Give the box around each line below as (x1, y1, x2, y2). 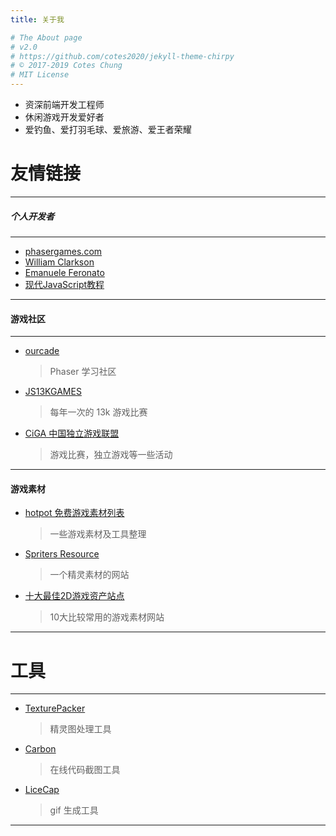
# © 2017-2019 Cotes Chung (10, 61, 123, 71)
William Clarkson (24, 256, 95, 268)
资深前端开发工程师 (24, 99, 105, 110)
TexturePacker (24, 702, 86, 715)
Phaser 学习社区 (49, 366, 117, 378)
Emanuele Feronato (24, 266, 105, 278)
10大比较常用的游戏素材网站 (49, 611, 165, 623)
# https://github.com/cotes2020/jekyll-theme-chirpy (10, 51, 235, 61)
